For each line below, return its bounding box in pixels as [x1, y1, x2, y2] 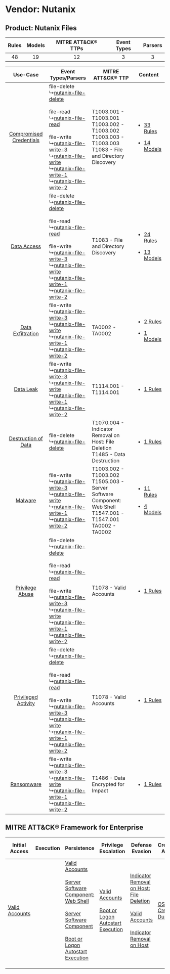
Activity [17, 700, 35, 706]
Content [139, 71, 159, 78]
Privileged [14, 694, 38, 700]
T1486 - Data [92, 775, 125, 781]
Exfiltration [13, 330, 39, 337]
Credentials [12, 137, 39, 144]
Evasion [131, 848, 152, 855]
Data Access [11, 243, 41, 250]
